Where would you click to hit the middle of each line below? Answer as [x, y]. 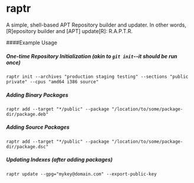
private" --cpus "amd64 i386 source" [52, 81]
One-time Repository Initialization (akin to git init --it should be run [92, 56]
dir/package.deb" [27, 114]
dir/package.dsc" [27, 146]
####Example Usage [32, 43]
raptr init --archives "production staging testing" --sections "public [97, 76]
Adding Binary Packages [37, 95]
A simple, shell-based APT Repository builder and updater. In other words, [96, 25]
